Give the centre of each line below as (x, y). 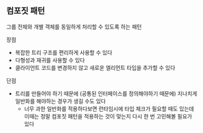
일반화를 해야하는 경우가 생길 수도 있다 (60, 101)
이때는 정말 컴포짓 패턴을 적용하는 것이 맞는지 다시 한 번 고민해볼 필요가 (108, 116)
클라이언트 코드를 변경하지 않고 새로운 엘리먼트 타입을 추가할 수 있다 (95, 67)
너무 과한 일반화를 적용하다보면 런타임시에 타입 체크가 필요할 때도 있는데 (109, 109)
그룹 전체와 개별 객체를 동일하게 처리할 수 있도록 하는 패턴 (74, 27)
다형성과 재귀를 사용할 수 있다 (50, 60)
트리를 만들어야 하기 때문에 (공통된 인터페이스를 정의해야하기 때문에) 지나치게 (106, 94)
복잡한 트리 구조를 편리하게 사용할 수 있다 (64, 52)
